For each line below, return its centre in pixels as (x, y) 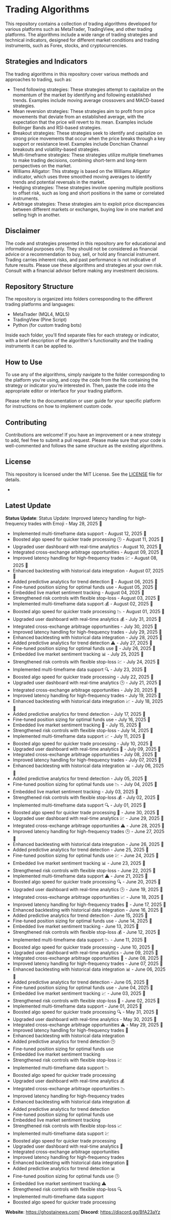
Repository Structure (40, 287)
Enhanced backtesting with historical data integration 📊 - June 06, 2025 (89, 969)
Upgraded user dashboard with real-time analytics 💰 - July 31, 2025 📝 (87, 619)
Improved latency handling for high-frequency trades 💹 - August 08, (85, 558)
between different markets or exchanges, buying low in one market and (88, 209)
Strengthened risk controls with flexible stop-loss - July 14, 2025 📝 (83, 730)
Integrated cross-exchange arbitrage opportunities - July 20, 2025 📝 (85, 690)
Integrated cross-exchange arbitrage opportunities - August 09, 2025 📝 (88, 552)
